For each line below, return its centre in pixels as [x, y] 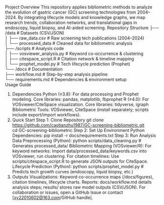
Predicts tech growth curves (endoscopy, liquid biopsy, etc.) [72, 172]
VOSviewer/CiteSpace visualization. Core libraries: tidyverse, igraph [80, 104]
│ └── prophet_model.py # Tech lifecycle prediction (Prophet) [68, 64]
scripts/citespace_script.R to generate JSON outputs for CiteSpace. [80, 161]
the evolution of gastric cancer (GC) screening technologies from [71, 12]
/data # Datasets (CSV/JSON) [35, 33]
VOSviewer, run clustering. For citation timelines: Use [66, 156]
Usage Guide [18, 84]
